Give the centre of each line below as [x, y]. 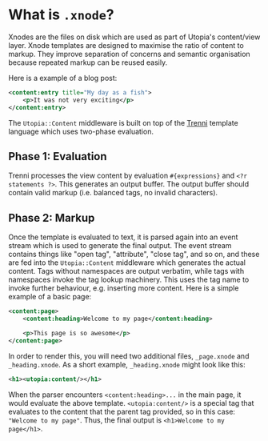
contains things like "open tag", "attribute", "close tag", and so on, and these [134, 255]
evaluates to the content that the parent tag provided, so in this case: [122, 411]
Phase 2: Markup [52, 218]
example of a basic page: [50, 297]
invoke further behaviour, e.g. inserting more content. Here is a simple [124, 288]
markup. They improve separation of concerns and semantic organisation [129, 54]
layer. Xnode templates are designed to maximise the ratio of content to [126, 45]
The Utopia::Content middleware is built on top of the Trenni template [123, 122]
